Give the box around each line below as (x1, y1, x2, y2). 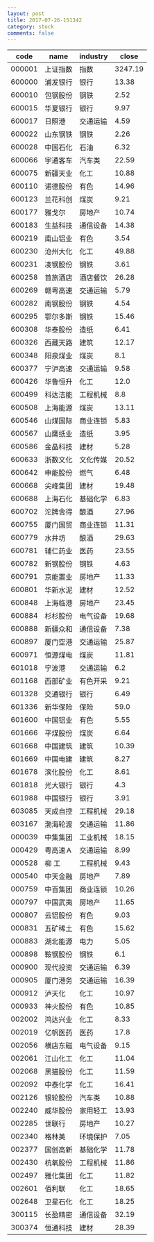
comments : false (7, 29, 54, 37)
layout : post (7, 10, 45, 17)
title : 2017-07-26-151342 (7, 17, 82, 24)
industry (79, 51, 108, 61)
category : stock (7, 23, 54, 30)
